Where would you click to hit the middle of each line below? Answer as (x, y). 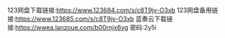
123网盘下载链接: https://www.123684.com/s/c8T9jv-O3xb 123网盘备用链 (113, 10)
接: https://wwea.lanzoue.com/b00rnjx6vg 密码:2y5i (82, 27)
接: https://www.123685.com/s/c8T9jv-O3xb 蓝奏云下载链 (90, 19)
